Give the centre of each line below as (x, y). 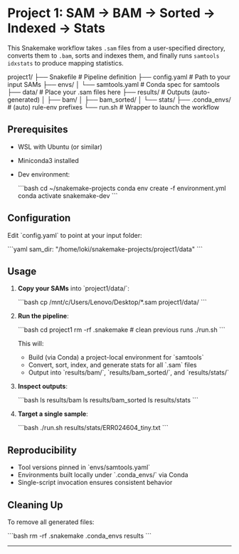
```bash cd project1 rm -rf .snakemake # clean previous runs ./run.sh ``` (121, 330)
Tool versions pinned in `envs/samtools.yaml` (84, 467)
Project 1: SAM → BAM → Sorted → (111, 13)
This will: (31, 344)
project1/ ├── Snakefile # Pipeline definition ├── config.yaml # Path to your (119, 77)
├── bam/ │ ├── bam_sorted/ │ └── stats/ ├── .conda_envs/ (139, 99)
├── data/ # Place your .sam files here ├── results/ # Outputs (99, 92)
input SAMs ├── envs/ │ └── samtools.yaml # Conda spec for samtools (114, 84)
